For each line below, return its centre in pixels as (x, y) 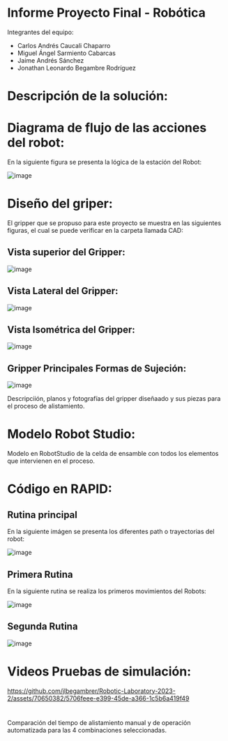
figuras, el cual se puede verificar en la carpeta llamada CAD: (95, 230)
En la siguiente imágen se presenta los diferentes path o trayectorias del (111, 532)
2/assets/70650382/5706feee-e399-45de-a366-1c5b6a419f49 (98, 698)
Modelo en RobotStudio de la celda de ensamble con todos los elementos (113, 454)
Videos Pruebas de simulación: (99, 671)
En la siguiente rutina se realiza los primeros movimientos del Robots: (107, 591)
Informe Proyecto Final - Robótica (106, 13)
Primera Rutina (40, 574)
